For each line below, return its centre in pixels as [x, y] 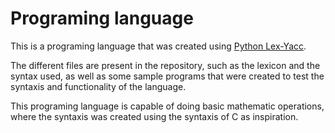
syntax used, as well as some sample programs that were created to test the [167, 76]
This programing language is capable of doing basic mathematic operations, [167, 106]
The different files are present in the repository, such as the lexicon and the [165, 65]
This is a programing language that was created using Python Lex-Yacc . [158, 46]
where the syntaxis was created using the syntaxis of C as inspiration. [154, 116]
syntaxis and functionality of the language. [98, 86]
